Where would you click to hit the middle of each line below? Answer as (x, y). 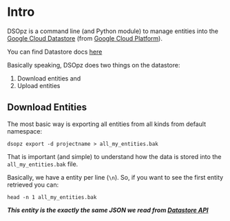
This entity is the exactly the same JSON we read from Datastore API (108, 210)
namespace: (25, 131)
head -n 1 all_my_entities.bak (52, 197)
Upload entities (39, 85)
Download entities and (49, 78)
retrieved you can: (33, 185)
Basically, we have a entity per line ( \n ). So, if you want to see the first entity (115, 177)
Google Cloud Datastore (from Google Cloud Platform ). (85, 38)
